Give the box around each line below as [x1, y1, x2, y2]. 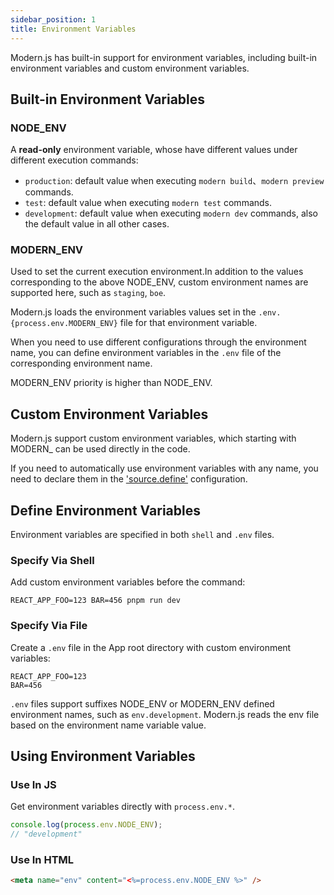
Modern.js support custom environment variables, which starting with [10, 432, 297, 445]
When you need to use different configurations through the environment [10, 336, 307, 348]
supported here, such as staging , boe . [10, 287, 167, 299]
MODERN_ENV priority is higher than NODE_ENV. [10, 377, 213, 389]
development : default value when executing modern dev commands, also [24, 207, 318, 220]
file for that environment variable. [119, 317, 258, 329]
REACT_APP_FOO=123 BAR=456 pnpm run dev [10, 596, 182, 606]
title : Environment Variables [10, 24, 137, 34]
